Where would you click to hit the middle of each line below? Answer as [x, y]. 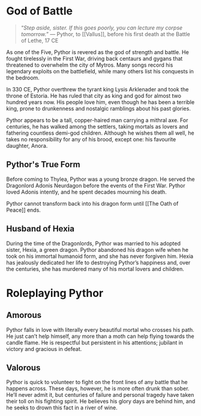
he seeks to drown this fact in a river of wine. [62, 408]
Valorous [23, 368]
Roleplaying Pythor [55, 293]
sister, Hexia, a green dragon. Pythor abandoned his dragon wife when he [97, 249]
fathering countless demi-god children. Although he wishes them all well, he [100, 133]
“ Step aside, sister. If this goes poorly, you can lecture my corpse [102, 28]
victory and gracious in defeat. [44, 349]
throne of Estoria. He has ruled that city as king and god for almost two [94, 96]
